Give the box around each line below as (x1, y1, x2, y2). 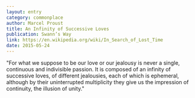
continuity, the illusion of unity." (6, 85, 85, 92)
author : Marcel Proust (6, 20, 63, 26)
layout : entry (6, 8, 42, 15)
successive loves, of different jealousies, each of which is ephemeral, (6, 72, 179, 79)
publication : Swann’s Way (6, 31, 71, 38)
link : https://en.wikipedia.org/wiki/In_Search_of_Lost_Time (6, 37, 164, 43)
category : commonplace (6, 15, 63, 21)
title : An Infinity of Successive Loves (6, 25, 110, 32)
